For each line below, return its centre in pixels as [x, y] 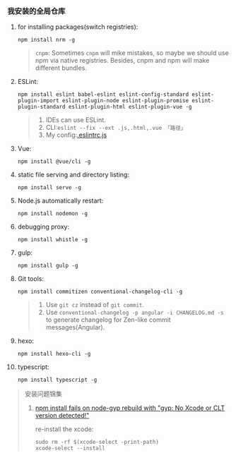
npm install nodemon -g [53, 214]
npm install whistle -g [53, 240]
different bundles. [61, 68]
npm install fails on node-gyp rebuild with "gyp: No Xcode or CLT [130, 408]
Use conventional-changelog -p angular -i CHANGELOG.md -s [135, 313]
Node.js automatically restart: [60, 201]
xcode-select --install [70, 448]
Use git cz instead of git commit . [95, 305]
